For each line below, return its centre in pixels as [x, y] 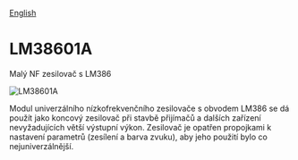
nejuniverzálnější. [42, 146]
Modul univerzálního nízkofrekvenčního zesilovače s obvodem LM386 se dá [149, 108]
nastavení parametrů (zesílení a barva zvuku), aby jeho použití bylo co [139, 137]
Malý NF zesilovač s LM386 [60, 73]
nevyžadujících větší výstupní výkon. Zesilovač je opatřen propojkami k [140, 127]
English [23, 13]
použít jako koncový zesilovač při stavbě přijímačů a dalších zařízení [135, 118]
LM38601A [51, 49]
